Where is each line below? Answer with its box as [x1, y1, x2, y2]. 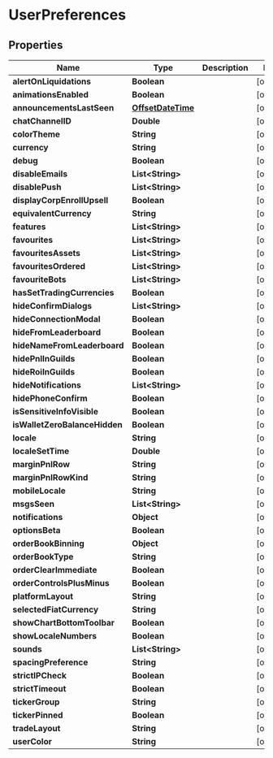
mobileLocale [12, 485, 67, 496]
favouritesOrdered [12, 261, 86, 271]
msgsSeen [12, 498, 55, 509]
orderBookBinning [12, 538, 85, 549]
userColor [12, 736, 53, 747]
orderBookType [12, 551, 74, 562]
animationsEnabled [12, 89, 89, 100]
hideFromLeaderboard [12, 327, 102, 338]
